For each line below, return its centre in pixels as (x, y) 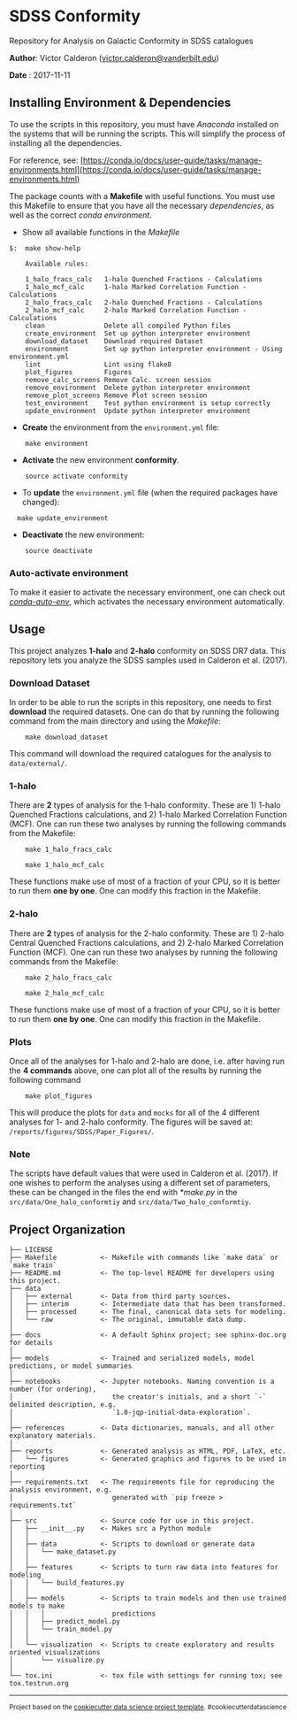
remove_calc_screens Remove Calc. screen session (118, 380)
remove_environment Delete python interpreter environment (138, 388)
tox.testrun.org (39, 1684)
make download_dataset (67, 737)
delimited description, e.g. (63, 1405)
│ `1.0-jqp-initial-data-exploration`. (130, 1413)
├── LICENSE (31, 1250)
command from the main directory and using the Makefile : (115, 721)
